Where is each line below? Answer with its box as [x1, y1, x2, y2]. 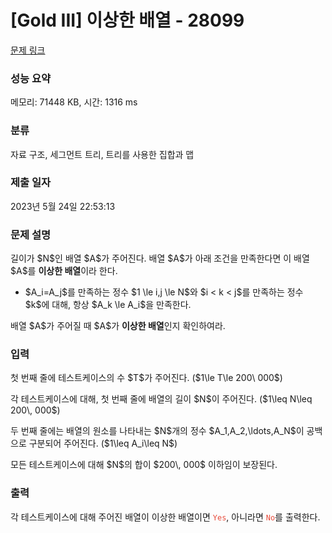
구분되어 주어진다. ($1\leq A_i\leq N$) [28, 437, 178, 450]
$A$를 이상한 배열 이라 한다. [10, 265, 118, 277]
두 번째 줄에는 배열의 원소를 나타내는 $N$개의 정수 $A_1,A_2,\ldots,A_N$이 [10, 425, 305, 437]
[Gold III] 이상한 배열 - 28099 [10, 9, 245, 32]
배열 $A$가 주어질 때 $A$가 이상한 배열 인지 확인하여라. [10, 320, 226, 332]
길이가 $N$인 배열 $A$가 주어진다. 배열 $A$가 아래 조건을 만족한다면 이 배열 [10, 252, 310, 265]
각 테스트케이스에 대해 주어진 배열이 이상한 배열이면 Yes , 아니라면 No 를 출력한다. [10, 511, 321, 523]
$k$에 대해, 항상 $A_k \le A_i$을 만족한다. [24, 299, 192, 311]
